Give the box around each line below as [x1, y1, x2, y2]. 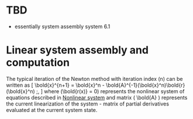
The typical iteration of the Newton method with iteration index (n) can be [6, 75, 183, 82]
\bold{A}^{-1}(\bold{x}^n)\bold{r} [106, 81, 185, 89]
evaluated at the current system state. [6, 106, 98, 113]
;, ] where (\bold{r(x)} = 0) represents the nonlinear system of [36, 87, 185, 94]
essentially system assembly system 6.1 [14, 23, 111, 30]
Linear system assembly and [6, 43, 149, 57]
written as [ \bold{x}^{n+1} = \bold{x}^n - [6, 81, 105, 89]
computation [6, 56, 70, 69]
